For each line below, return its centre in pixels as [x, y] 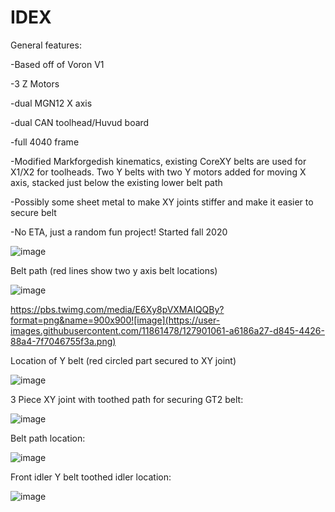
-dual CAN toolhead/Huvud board [80, 122]
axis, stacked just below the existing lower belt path [116, 182]
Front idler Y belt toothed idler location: [91, 477]
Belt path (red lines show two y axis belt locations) [114, 270]
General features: [46, 45]
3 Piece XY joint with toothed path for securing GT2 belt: [127, 399]
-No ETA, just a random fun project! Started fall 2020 [119, 232]
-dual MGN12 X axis [51, 103]
